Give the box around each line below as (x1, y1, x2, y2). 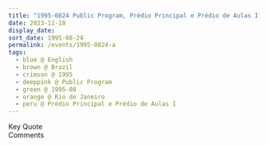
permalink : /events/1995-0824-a (8, 41, 116, 49)
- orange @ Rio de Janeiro (15, 93, 105, 101)
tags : (8, 48, 26, 56)
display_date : (8, 26, 56, 34)
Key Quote (8, 122, 43, 132)
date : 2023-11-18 (8, 19, 66, 27)
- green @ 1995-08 (15, 85, 77, 94)
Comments (8, 130, 45, 140)
